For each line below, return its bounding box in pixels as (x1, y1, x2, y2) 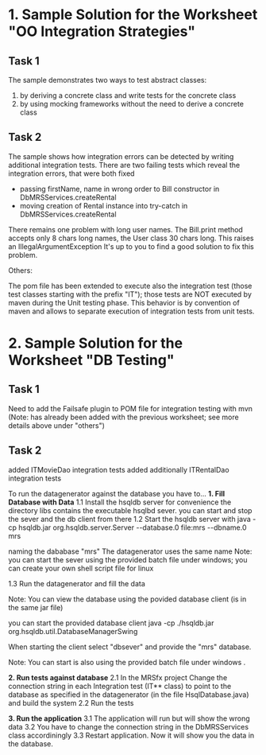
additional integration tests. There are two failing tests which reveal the (8, 160, 241, 169)
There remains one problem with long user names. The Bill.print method (8, 224, 244, 234)
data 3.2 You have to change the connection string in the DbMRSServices (8, 722, 249, 731)
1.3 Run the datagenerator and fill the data (8, 578, 145, 588)
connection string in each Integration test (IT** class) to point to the (8, 681, 232, 691)
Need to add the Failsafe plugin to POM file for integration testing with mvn (8, 403, 253, 413)
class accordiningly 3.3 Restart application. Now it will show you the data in (8, 730, 255, 740)
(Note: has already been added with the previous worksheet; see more (8, 412, 240, 422)
